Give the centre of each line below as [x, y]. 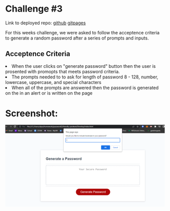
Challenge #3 [34, 9]
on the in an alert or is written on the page [49, 93]
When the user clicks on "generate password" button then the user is [84, 66]
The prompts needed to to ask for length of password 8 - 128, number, [85, 77]
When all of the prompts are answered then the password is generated [85, 88]
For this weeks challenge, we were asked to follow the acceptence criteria [82, 32]
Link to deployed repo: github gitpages [46, 23]
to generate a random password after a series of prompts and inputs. [77, 38]
